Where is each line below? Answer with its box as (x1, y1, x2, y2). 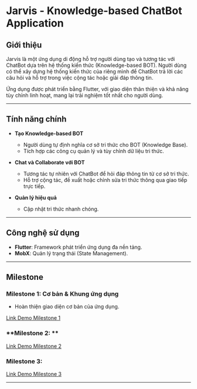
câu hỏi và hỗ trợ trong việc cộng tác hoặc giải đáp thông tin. (6, 75, 154, 81)
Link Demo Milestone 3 (6, 370, 62, 377)
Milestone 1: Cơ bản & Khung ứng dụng (6, 289, 119, 297)
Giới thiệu (6, 40, 42, 50)
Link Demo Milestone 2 (6, 342, 62, 350)
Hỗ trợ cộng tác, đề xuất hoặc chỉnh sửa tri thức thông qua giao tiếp (23, 176, 188, 183)
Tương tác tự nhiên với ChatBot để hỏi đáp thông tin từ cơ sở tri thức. (23, 170, 189, 177)
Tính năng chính (6, 114, 67, 124)
